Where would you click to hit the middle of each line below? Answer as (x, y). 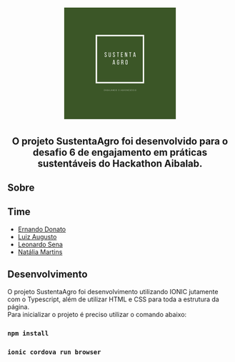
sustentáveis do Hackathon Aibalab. (120, 163)
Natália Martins (40, 252)
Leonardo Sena (40, 244)
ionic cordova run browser (54, 352)
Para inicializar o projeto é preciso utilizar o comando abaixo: (97, 314)
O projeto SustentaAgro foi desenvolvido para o (120, 141)
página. (19, 306)
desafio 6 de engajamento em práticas (120, 152)
